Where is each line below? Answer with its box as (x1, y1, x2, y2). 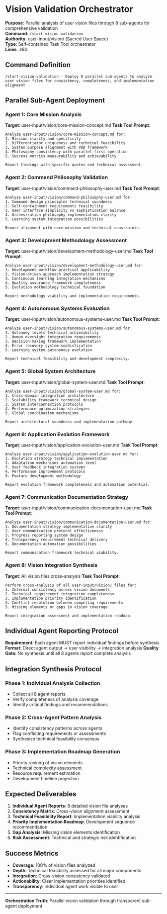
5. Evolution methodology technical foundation (5, 285, 106, 290)
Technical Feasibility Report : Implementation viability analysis (12, 814, 141, 820)
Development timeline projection (12, 775, 79, 781)
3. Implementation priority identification (5, 596, 97, 601)
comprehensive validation (5, 25, 58, 31)
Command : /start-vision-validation (5, 30, 83, 36)
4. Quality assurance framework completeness (5, 280, 101, 285)
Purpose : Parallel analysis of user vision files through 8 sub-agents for (5, 20, 150, 26)
